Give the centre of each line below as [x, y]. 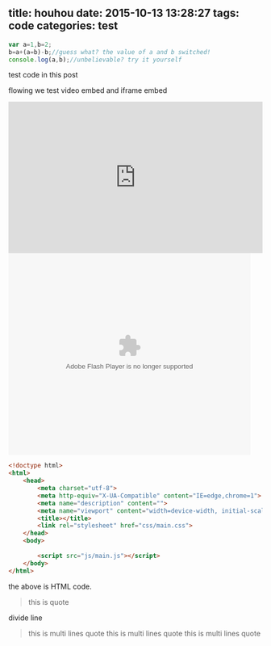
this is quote [48, 602]
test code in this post [43, 75]
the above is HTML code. [50, 586]
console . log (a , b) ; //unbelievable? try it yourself [95, 60]
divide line [25, 618]
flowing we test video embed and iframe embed [88, 90]
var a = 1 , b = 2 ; [30, 44]
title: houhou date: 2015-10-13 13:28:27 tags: [124, 13]
